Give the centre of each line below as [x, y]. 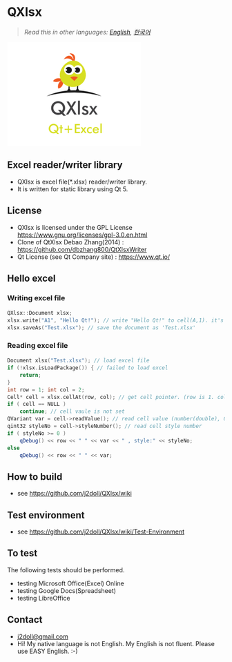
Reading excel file [38, 345]
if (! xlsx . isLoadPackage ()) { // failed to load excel [88, 368]
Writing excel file [36, 298]
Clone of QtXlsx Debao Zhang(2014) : [70, 242]
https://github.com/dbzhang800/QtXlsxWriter [82, 249]
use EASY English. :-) [47, 651]
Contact [25, 620]
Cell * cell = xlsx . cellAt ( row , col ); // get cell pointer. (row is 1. [111, 397]
